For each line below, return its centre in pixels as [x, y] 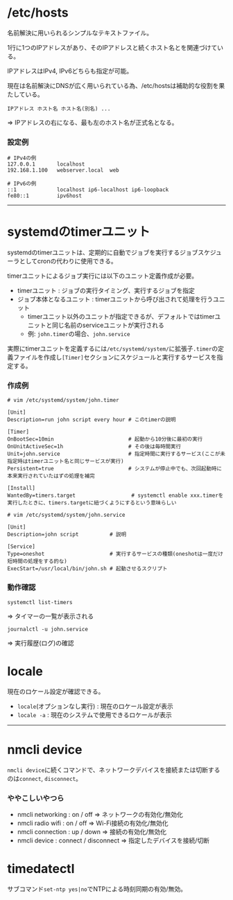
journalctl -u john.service [48, 629]
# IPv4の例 [22, 158]
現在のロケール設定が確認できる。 [56, 691]
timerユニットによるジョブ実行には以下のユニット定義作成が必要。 [103, 276]
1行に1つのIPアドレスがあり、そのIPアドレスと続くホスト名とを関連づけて [112, 47]
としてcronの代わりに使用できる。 [68, 261]
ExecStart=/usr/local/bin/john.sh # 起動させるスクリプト [87, 569]
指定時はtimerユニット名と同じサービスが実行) [66, 461]
